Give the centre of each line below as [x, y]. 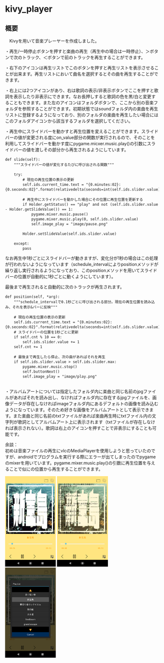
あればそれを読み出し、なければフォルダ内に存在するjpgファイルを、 [83, 398]
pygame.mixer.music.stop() [50, 367]
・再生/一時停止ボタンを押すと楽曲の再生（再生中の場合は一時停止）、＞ [78, 51]
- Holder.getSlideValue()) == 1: [39, 209]
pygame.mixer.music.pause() [60, 214]
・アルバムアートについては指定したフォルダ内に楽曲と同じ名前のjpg [74, 391]
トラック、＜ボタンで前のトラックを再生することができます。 [83, 57]
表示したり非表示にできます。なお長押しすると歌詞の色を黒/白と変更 [82, 97]
